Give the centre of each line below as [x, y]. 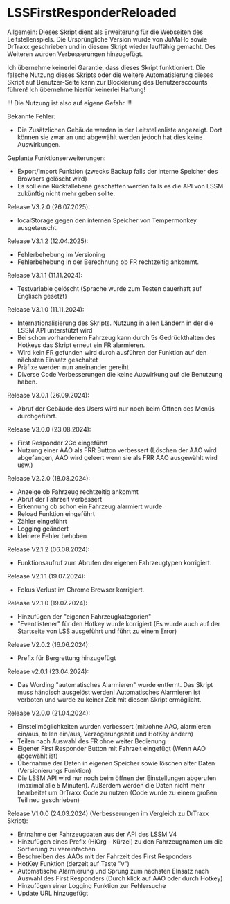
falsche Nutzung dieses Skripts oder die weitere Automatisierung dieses [110, 75]
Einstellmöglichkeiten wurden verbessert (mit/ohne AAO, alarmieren [114, 726]
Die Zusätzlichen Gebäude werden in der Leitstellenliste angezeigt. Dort [120, 130]
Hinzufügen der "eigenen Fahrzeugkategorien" [84, 616]
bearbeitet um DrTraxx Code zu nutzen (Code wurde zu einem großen [117, 792]
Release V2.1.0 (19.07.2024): [47, 603]
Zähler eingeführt [42, 521]
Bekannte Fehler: [31, 116]
